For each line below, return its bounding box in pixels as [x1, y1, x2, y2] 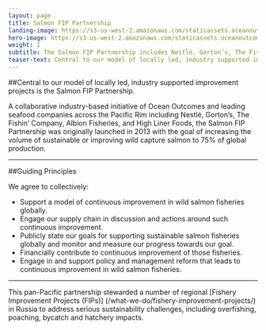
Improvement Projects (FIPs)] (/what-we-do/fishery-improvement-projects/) [8, 295, 256, 305]
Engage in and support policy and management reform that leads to [19, 255, 241, 266]
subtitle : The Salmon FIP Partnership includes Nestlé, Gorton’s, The [8, 48, 246, 56]
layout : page [8, 11, 51, 20]
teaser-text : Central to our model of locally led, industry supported [8, 56, 249, 64]
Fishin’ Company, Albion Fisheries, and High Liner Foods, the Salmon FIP [8, 118, 245, 128]
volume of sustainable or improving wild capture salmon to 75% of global [8, 135, 247, 144]
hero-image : [8, 33, 47, 42]
